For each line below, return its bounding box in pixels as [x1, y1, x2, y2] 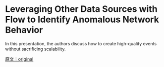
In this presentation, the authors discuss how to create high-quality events [5, 40, 157, 46]
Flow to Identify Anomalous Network [5, 14, 160, 25]
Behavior [5, 25, 43, 35]
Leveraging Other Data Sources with [5, 3, 158, 15]
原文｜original [5, 56, 34, 62]
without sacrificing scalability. [5, 46, 66, 52]
